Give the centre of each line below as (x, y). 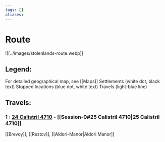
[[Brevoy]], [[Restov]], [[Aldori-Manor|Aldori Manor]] (60, 134)
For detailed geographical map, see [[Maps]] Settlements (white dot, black (82, 82)
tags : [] (14, 10)
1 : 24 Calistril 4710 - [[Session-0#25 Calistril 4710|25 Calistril (82, 117)
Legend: (18, 69)
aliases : (14, 15)
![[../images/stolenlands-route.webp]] (44, 53)
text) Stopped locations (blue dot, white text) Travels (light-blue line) (76, 87)
